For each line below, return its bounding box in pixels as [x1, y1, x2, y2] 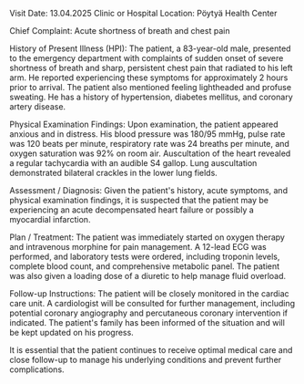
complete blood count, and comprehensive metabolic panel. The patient [9, 261, 280, 272]
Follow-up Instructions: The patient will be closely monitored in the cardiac [9, 288, 289, 299]
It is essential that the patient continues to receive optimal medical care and [9, 345, 293, 355]
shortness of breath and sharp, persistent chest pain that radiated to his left [9, 63, 293, 73]
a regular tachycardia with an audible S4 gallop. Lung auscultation [9, 158, 258, 168]
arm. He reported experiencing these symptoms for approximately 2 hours [9, 72, 289, 83]
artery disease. [9, 101, 66, 112]
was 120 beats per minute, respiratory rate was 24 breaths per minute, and [9, 139, 289, 149]
